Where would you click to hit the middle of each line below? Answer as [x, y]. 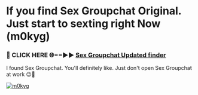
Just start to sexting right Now [83, 24]
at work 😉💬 [21, 74]
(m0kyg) [28, 36]
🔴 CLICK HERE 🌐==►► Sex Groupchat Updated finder [86, 55]
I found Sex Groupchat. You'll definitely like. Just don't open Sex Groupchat [99, 68]
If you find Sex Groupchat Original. [94, 11]
